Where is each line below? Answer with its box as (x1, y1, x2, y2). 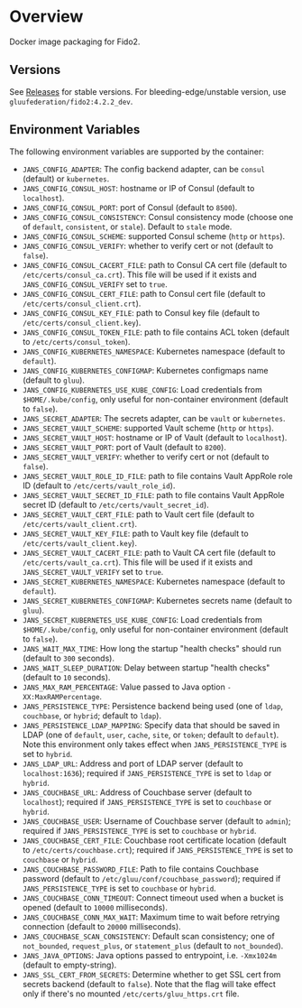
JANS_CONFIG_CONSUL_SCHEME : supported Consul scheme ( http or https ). (22, 230, 286, 241)
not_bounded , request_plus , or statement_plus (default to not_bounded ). (22, 940, 284, 951)
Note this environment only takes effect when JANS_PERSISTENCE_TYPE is (22, 738, 287, 750)
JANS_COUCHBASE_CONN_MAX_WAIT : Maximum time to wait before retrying (22, 911, 280, 922)
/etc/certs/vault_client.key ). (22, 537, 138, 548)
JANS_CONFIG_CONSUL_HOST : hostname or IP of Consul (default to (22, 182, 255, 193)
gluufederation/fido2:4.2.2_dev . (9, 96, 133, 106)
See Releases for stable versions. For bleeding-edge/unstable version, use (9, 86, 287, 97)
